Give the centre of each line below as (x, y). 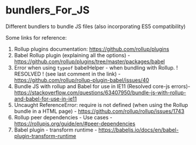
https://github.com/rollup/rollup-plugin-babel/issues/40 (82, 80)
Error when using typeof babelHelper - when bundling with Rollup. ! (96, 67)
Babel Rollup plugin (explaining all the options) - (72, 55)
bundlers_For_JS (48, 10)
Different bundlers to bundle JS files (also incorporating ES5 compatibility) (96, 26)
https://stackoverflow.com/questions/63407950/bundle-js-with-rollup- (100, 92)
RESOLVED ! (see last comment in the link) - (67, 74)
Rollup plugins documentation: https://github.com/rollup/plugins (92, 49)
